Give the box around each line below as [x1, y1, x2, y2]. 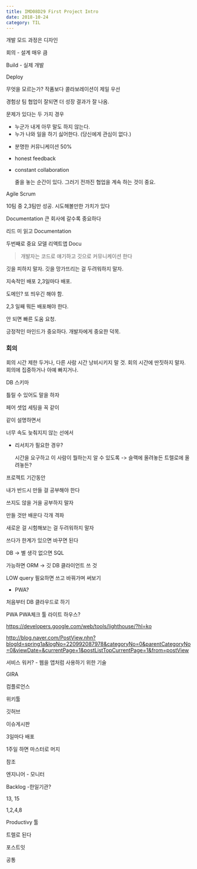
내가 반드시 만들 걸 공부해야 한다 [6, 486, 81, 494]
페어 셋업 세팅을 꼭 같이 [6, 404, 60, 411]
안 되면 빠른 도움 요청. [6, 315, 56, 322]
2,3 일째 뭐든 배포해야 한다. [6, 303, 69, 310]
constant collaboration [14, 166, 69, 174]
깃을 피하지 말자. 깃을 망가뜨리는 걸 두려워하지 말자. [6, 265, 123, 272]
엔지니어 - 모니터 [6, 770, 45, 777]
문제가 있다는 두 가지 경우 [6, 110, 65, 118]
